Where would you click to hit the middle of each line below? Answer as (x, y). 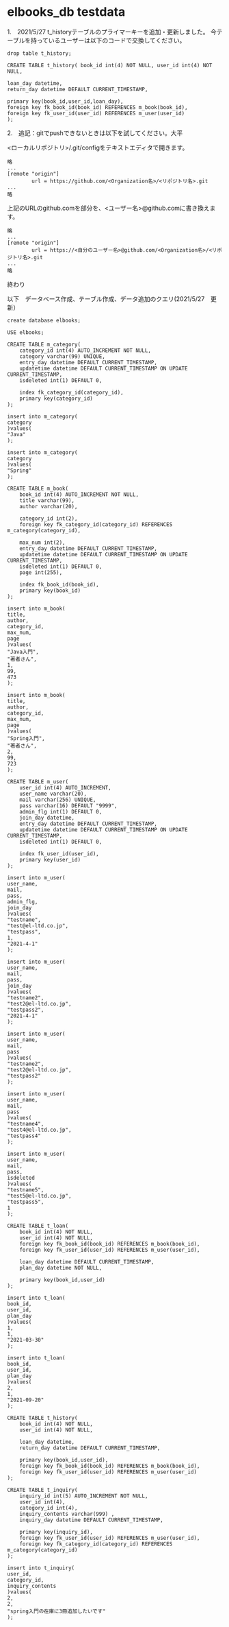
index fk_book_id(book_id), (59, 584)
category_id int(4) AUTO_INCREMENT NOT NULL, (85, 351)
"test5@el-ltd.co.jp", (39, 1196)
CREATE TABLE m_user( (38, 782)
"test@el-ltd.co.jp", (38, 926)
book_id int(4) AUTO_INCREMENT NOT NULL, (79, 495)
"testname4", (26, 1124)
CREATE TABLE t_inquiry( (42, 1490)
